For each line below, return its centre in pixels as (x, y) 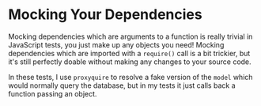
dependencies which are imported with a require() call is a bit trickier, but (129, 53)
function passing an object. (53, 93)
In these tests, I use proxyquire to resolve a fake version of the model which (130, 77)
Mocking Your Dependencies (106, 15)
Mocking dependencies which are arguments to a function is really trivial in (130, 36)
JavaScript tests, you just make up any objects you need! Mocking (116, 44)
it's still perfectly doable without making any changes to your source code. (130, 62)
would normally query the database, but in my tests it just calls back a (122, 85)
